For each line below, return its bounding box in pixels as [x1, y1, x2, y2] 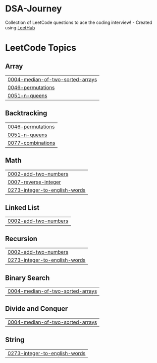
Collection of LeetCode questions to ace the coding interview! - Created [5, 19, 153, 25]
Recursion [5, 234, 38, 243]
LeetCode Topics [5, 42, 77, 54]
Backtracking [5, 109, 48, 117]
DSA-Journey [5, 3, 62, 14]
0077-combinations [7, 139, 55, 146]
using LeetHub [5, 24, 35, 30]
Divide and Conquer [5, 304, 68, 313]
